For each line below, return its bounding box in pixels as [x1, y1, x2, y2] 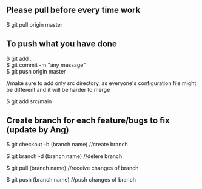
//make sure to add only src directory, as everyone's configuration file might [6, 79, 197, 87]
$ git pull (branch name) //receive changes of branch [6, 164, 139, 172]
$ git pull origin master [6, 21, 62, 28]
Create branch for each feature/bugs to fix [6, 115, 170, 126]
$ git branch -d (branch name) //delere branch [6, 153, 123, 160]
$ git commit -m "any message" [6, 61, 86, 69]
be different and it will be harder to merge [6, 86, 110, 93]
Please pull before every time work [6, 5, 141, 15]
